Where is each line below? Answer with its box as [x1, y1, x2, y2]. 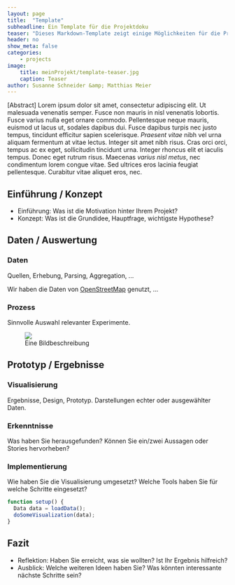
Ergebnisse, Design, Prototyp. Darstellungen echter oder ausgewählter [7, 396, 211, 404]
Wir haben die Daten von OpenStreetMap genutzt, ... [7, 285, 159, 293]
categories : [7, 50, 42, 57]
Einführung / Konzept [7, 188, 103, 200]
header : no [7, 36, 39, 43]
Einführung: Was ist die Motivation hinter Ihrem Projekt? [17, 207, 178, 216]
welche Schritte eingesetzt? [7, 485, 87, 493]
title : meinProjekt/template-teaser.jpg [20, 69, 139, 76]
